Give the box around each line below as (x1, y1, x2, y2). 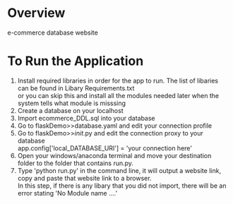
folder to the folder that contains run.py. (17, 159, 134, 167)
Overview (7, 5, 66, 21)
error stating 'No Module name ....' (17, 188, 118, 197)
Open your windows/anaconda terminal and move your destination (17, 151, 212, 160)
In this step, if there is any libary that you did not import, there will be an (17, 181, 227, 190)
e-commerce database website (7, 28, 99, 37)
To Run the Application (7, 53, 144, 69)
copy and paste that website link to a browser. (17, 174, 152, 182)
